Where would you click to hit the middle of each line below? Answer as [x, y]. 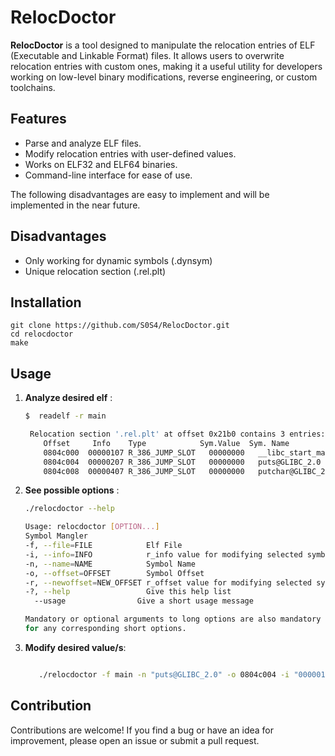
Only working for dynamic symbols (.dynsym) [118, 260]
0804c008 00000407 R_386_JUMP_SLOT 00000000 [144, 471]
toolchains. [33, 87]
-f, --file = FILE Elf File [103, 546]
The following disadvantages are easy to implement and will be [140, 194]
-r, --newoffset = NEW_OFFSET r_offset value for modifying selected [168, 582]
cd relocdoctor [42, 334]
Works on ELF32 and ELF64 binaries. [101, 164]
